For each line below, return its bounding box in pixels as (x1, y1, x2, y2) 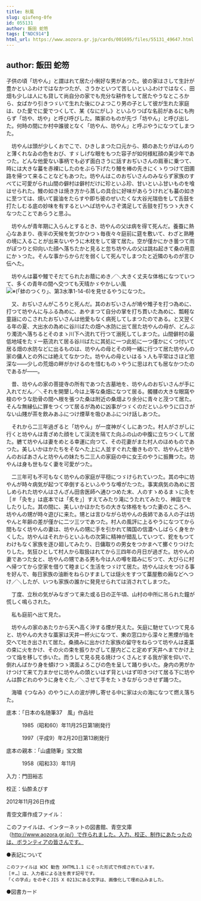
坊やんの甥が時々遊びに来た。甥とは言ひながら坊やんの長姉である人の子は (6, 510, 190, 518)
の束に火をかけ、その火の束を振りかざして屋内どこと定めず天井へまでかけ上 (6, 646, 194, 653)
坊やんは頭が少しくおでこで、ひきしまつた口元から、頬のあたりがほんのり (11, 142, 195, 150)
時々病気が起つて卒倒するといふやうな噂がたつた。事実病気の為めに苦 (22, 480, 195, 488)
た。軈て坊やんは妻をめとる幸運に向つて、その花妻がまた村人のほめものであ (6, 438, 195, 445)
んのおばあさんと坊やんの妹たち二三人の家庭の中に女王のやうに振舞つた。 (6, 453, 190, 460)
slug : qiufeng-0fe (6, 14, 52, 20)
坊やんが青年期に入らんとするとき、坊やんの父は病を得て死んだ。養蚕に (11, 222, 190, 229)
